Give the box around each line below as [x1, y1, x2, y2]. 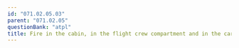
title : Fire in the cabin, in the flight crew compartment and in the [7, 30, 221, 37]
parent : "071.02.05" [7, 17, 69, 24]
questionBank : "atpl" [7, 23, 72, 30]
